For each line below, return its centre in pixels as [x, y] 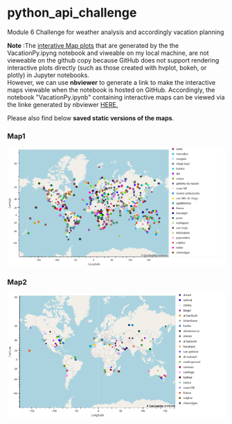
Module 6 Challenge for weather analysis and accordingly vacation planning [116, 32]
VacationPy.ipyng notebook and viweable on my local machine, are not [108, 53]
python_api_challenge [72, 13]
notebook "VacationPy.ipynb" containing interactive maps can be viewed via [116, 97]
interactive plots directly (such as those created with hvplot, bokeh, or [107, 67]
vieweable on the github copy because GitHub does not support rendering [113, 60]
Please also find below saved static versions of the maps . [91, 118]
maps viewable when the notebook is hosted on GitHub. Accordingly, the [111, 90]
